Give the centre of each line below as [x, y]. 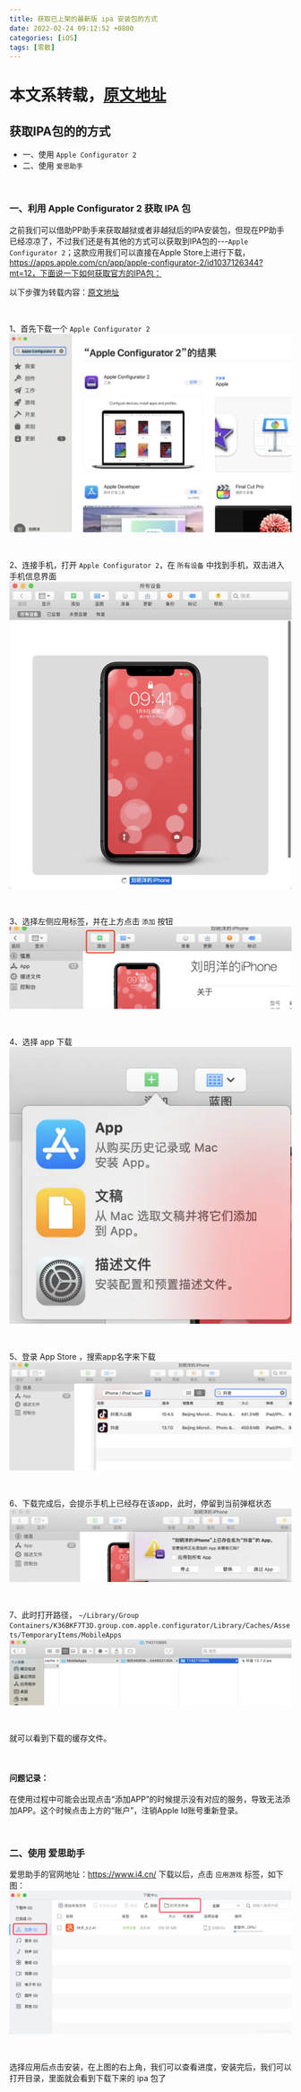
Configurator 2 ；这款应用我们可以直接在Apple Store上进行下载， [130, 252]
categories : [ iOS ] [43, 38]
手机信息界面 [33, 576]
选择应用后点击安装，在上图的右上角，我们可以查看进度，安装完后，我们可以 [150, 2067]
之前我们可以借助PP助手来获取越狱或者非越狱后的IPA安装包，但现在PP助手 [147, 229]
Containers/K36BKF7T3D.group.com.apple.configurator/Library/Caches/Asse [150, 1626]
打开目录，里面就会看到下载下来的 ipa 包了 [88, 2079]
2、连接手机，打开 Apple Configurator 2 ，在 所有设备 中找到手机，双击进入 [147, 565]
